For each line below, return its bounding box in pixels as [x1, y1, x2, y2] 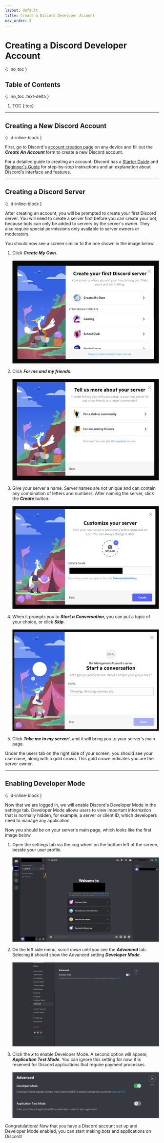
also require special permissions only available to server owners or [5, 226, 140, 231]
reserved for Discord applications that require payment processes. [12, 1062, 146, 1068]
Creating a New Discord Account [5, 122, 107, 130]
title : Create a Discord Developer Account [5, 13, 95, 18]
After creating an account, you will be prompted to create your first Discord [5, 210, 156, 216]
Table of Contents [5, 81, 61, 89]
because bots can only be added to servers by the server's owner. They [5, 220, 150, 227]
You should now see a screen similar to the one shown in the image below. [5, 240, 155, 246]
